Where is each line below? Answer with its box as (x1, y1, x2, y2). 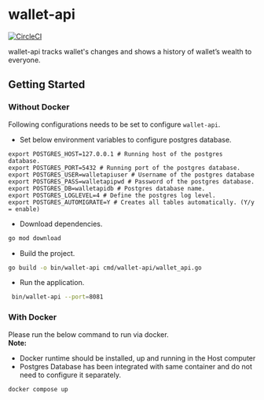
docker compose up (8, 385, 68, 393)
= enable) (8, 205, 41, 213)
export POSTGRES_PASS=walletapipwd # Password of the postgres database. (8, 177, 255, 186)
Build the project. (19, 248, 75, 257)
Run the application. (19, 278, 85, 287)
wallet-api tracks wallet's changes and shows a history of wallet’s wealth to (8, 46, 252, 56)
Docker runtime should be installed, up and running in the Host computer (19, 353, 256, 363)
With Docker (8, 312, 57, 323)
